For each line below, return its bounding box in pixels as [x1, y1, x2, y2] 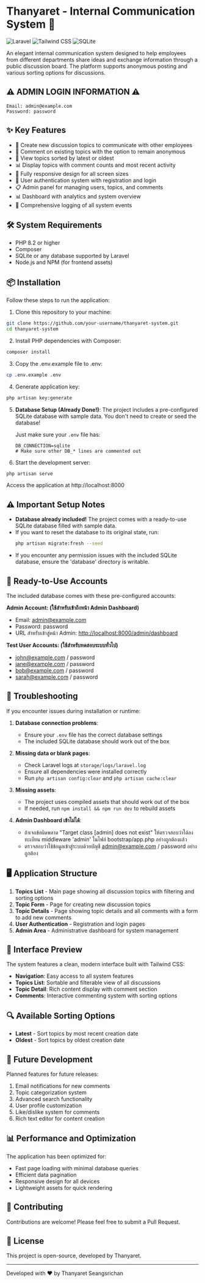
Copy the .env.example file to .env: [15, 360, 103, 367]
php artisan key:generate [6, 395, 72, 401]
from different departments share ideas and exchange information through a [6, 56, 198, 63]
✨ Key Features [6, 125, 66, 135]
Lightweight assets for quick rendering [15, 1184, 113, 1191]
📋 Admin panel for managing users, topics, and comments [15, 183, 164, 191]
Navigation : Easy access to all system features [15, 972, 134, 980]
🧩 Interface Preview [6, 944, 82, 955]
